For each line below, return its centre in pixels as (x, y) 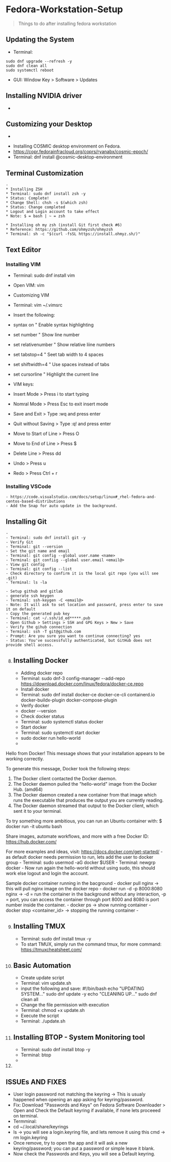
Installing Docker (41, 660)
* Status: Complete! (28, 198)
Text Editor (23, 249)
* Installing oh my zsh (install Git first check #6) (64, 225)
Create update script (42, 978)
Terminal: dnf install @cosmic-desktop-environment (68, 157)
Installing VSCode (28, 486)
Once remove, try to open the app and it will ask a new (70, 1143)
